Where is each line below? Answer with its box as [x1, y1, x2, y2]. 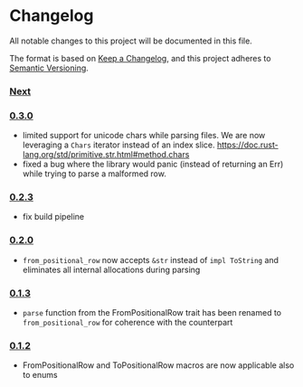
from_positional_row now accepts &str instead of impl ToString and [22, 254, 279, 265]
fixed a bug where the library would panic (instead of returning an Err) [22, 159, 284, 170]
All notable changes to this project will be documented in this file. [9, 35, 253, 46]
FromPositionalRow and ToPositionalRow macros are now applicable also [22, 360, 295, 371]
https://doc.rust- [216, 139, 279, 150]
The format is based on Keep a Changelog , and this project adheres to [9, 52, 271, 63]
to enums [22, 370, 58, 381]
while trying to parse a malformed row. [22, 168, 167, 179]
